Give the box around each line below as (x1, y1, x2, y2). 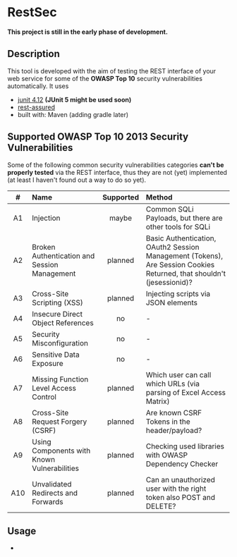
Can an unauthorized (145, 475, 215, 484)
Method (145, 192, 173, 202)
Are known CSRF (145, 408, 202, 417)
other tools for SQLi (145, 221, 210, 231)
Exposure (31, 358, 63, 368)
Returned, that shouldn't (145, 269, 226, 278)
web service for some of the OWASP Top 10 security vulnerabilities (7, 74, 203, 82)
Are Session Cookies (145, 259, 215, 269)
